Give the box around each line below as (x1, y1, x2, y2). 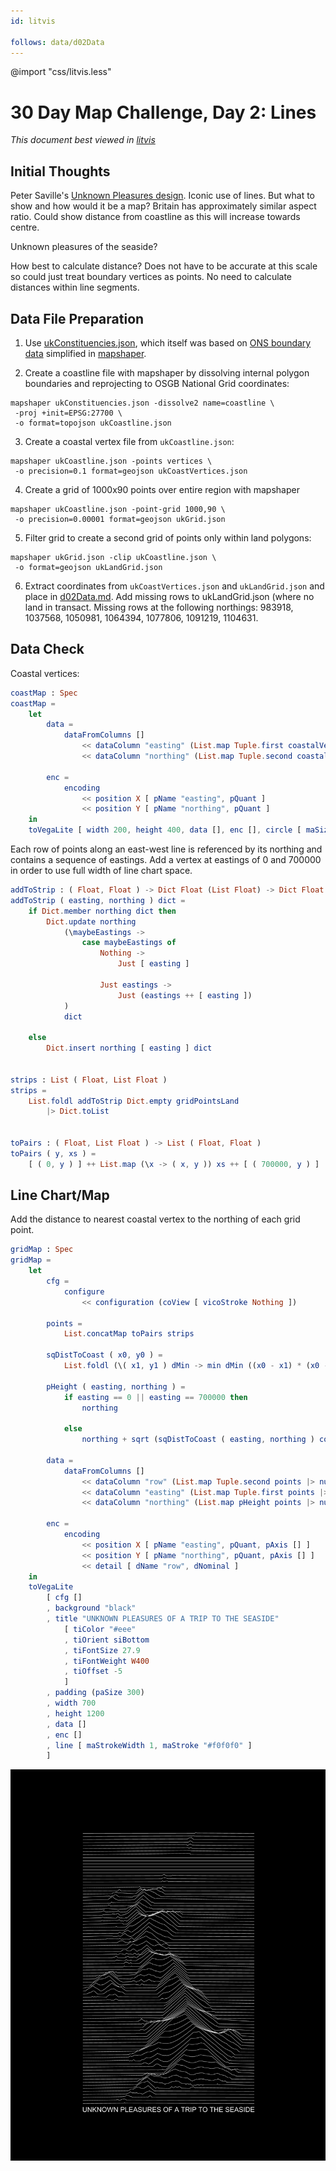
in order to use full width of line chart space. (10, 865, 193, 876)
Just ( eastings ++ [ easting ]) (117, 990, 253, 1000)
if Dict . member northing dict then (28, 906, 177, 916)
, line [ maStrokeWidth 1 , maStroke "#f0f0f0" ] (46, 1740, 253, 1750)
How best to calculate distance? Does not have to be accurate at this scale (10, 260, 318, 272)
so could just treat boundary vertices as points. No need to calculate (10, 271, 293, 283)
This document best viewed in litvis (10, 134, 156, 146)
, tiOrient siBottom (63, 1635, 150, 1645)
